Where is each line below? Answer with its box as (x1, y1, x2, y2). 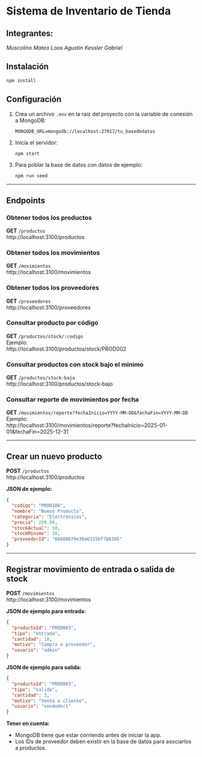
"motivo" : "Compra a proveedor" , (11, 641, 96, 648)
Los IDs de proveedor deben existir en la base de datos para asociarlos (14, 738, 192, 745)
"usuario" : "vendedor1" (11, 703, 71, 709)
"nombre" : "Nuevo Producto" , (11, 508, 85, 514)
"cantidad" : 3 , (11, 692, 50, 698)
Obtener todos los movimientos (6, 248, 100, 257)
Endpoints (6, 195, 46, 205)
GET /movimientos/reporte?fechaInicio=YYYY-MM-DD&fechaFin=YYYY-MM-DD (6, 409, 188, 416)
